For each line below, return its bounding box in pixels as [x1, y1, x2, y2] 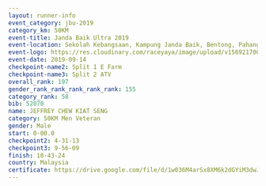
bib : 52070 [8, 100, 44, 108]
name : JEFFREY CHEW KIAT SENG [8, 108, 108, 116]
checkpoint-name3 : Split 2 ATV [8, 70, 112, 78]
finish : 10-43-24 [8, 151, 66, 159]
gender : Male [8, 122, 51, 130]
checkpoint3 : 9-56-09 [8, 144, 80, 152]
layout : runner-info [8, 11, 77, 20]
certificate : [8, 166, 51, 174]
